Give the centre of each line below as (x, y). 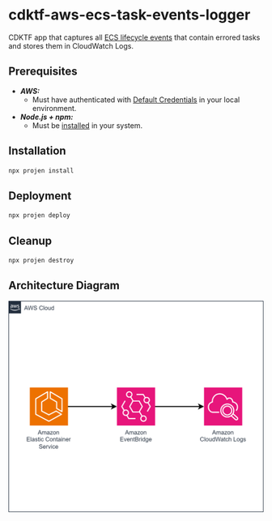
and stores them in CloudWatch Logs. (71, 45)
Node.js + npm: (47, 117)
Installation (37, 151)
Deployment (40, 196)
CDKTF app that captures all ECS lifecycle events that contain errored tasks (134, 37)
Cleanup (30, 241)
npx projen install (41, 171)
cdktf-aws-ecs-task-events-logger (130, 15)
